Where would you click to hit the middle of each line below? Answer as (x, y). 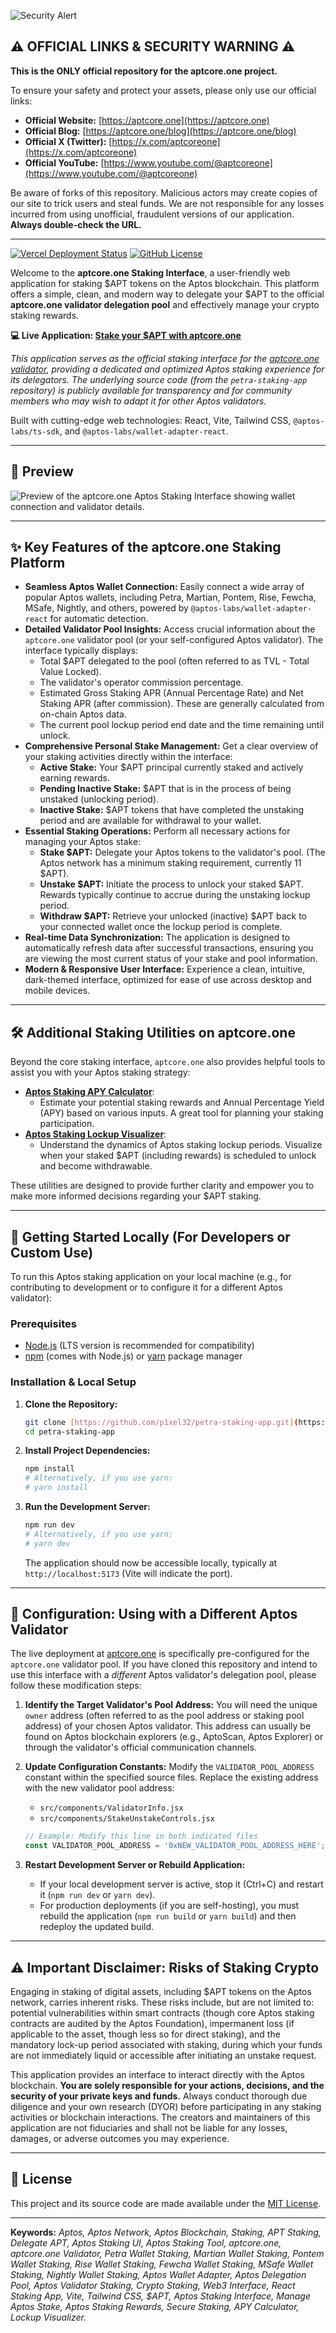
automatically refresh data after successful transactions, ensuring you (169, 948)
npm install (49, 1469)
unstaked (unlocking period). (99, 799)
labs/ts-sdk (35, 431)
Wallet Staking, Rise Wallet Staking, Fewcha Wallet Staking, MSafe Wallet (162, 2264)
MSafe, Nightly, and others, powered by (106, 608)
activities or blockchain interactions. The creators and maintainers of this (160, 2117)
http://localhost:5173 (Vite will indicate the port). (128, 1573)
